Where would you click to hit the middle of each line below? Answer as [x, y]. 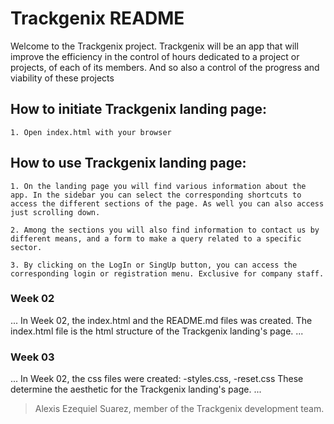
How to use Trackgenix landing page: [128, 163]
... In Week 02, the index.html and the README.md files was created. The [161, 320]
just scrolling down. [55, 212]
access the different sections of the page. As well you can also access [167, 203]
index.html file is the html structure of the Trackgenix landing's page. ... [157, 331]
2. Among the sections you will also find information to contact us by [165, 230]
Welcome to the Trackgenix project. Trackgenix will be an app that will [154, 46]
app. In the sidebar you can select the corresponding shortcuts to [156, 195]
